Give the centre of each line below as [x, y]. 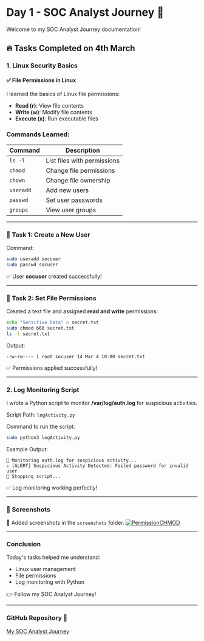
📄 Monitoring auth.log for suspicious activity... [72, 460]
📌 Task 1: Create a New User [48, 235]
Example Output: [27, 449]
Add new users [67, 190]
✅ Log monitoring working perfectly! [52, 487]
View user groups [71, 210]
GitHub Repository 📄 [37, 618]
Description [83, 150]
